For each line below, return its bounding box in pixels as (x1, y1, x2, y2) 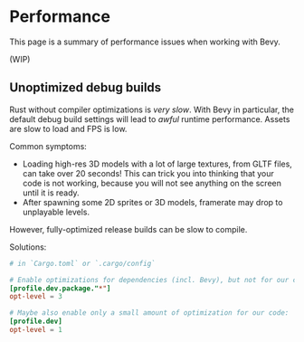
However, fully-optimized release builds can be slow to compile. (9, 223, 248, 234)
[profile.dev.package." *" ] (9, 283, 111, 293)
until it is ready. (22, 187, 80, 198)
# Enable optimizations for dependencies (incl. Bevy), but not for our (9, 275, 290, 284)
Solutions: (9, 242, 47, 252)
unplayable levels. (22, 206, 90, 217)
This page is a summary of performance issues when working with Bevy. (9, 36, 280, 47)
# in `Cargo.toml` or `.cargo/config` (9, 259, 156, 268)
